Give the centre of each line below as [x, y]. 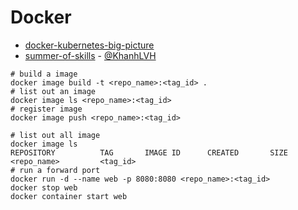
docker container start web [69, 196]
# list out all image [55, 135]
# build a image [44, 74]
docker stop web [44, 187]
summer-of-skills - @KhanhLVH [90, 55]
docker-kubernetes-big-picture [89, 45]
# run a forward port [55, 170]
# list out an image [53, 91]
